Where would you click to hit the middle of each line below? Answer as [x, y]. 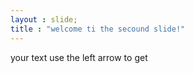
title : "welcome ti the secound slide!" [98, 29]
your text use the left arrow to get [79, 57]
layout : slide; [44, 19]
